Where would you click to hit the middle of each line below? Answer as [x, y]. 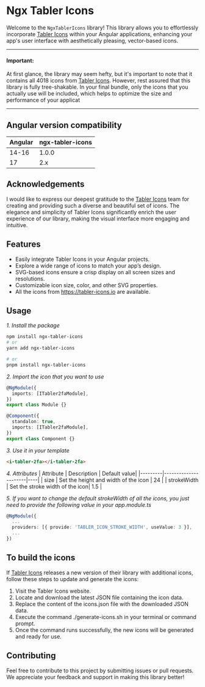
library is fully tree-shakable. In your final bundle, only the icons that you [97, 87]
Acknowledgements [45, 184]
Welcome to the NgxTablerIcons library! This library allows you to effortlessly [103, 28]
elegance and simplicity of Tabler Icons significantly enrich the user [92, 212]
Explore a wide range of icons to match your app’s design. [88, 265]
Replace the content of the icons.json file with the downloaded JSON [102, 604]
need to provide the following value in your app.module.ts [79, 505]
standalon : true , [34, 422]
